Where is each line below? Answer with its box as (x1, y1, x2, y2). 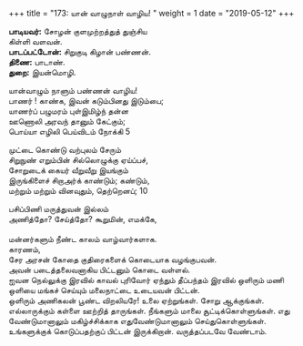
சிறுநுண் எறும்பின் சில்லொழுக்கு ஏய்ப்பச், (8, 155, 149, 165)
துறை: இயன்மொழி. (8, 67, 76, 77)
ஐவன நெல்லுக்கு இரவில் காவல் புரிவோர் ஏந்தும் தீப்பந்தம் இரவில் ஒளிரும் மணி (8, 275, 284, 285)
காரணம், (8, 244, 42, 254)
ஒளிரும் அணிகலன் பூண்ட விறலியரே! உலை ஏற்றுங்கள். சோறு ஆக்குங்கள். (8, 295, 265, 306)
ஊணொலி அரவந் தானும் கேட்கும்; (8, 116, 126, 127)
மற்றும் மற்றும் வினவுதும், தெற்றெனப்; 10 (8, 186, 148, 196)
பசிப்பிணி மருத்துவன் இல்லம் (8, 204, 109, 214)
